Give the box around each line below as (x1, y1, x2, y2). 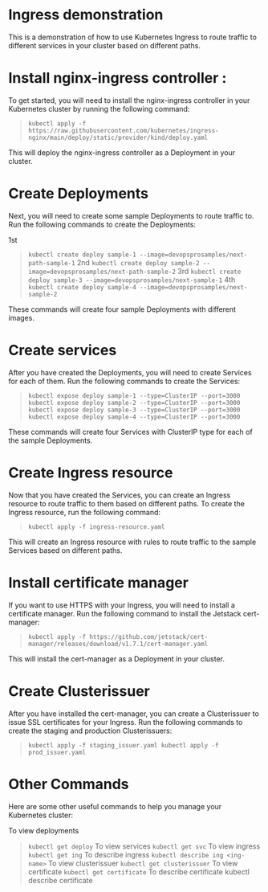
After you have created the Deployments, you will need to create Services (8, 367, 252, 377)
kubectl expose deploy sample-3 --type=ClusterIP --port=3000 (27, 406, 241, 414)
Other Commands (8, 775, 130, 793)
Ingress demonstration (8, 6, 164, 24)
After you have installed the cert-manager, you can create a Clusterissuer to (8, 709, 259, 718)
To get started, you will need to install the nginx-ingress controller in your (8, 95, 250, 105)
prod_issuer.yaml (27, 748, 87, 756)
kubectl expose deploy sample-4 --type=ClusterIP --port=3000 (27, 412, 241, 421)
